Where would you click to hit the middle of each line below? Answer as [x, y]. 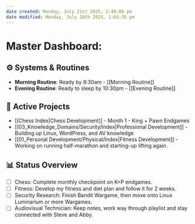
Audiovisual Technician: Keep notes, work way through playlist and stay [101, 208]
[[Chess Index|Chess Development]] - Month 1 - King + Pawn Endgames [102, 121]
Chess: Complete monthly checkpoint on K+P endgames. [83, 182]
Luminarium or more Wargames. [53, 202]
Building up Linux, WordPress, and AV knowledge [74, 133]
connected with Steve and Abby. [54, 215]
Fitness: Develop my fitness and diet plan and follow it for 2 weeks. [95, 189]
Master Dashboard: [54, 46]
